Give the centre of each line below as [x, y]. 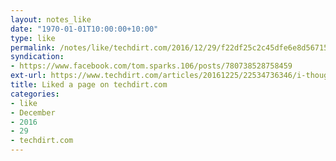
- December [33, 112]
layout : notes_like [51, 19]
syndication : [37, 57]
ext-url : [28, 76]
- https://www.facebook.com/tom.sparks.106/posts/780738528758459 [151, 66]
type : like [33, 38]
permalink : [33, 47]
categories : [35, 94]
